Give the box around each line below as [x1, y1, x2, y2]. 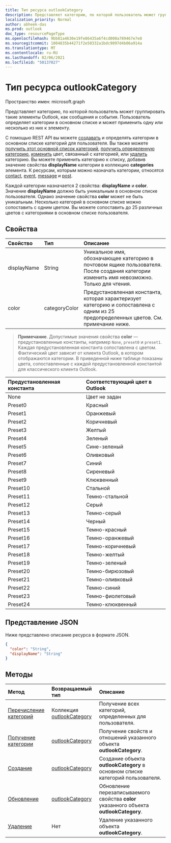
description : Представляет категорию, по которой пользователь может [5, 12, 156, 17]
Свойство [8, 240, 33, 247]
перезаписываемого [99, 789, 150, 796]
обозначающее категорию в [83, 255, 154, 262]
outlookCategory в [99, 762, 146, 769]
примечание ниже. [83, 320, 131, 327]
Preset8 [8, 468, 27, 475]
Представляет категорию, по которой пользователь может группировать [5, 108, 165, 115]
